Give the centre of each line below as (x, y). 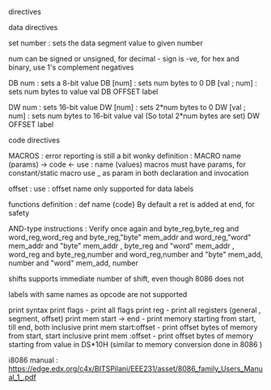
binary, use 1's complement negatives (71, 67)
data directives (33, 27)
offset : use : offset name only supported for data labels (101, 189)
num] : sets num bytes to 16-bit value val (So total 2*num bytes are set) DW (134, 116)
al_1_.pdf (22, 377)
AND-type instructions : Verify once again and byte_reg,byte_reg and (124, 229)
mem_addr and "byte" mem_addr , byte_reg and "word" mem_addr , (121, 246)
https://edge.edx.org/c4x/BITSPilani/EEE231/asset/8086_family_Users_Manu (135, 369)
